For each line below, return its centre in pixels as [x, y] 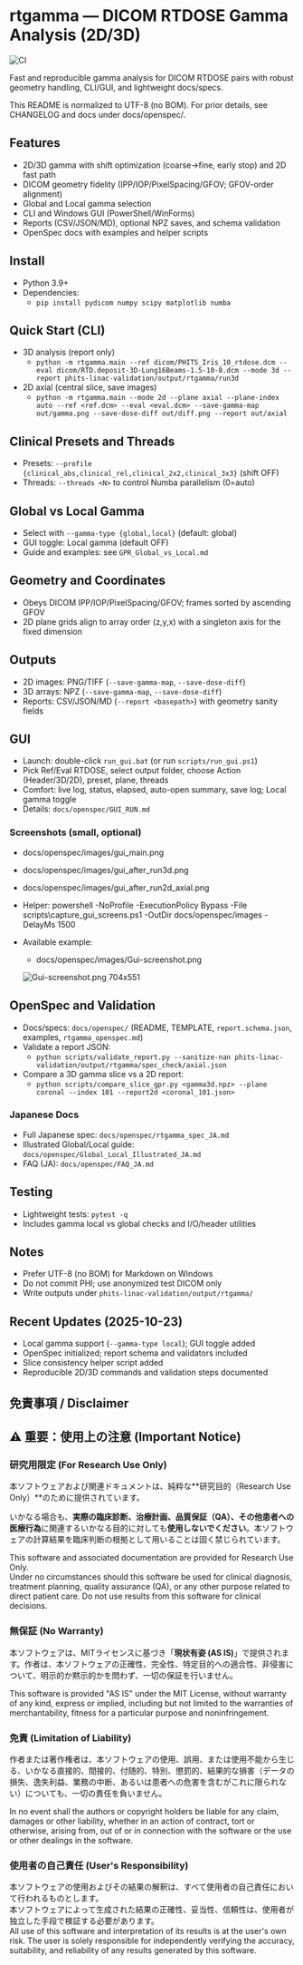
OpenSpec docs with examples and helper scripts [115, 232]
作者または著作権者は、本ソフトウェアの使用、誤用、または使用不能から [144, 1759]
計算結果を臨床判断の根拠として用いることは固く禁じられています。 [159, 1540]
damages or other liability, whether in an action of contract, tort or [132, 1821]
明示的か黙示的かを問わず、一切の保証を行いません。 [139, 1675]
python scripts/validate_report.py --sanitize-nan [133, 1057]
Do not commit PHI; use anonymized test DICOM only [122, 1283]
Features [35, 143]
